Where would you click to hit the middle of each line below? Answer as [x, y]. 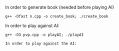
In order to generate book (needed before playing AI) [60, 7]
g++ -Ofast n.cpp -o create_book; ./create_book [57, 16]
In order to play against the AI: [41, 43]
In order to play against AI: [32, 25]
